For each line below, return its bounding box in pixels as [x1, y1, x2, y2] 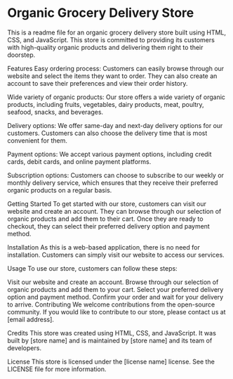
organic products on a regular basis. [7, 186, 112, 194]
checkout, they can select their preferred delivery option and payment [7, 221, 211, 230]
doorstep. [7, 51, 36, 59]
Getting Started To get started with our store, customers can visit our [7, 199, 207, 208]
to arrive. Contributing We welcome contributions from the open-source [7, 300, 215, 309]
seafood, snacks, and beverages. [7, 108, 104, 116]
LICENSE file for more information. [7, 364, 107, 373]
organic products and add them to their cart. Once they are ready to [7, 214, 204, 223]
